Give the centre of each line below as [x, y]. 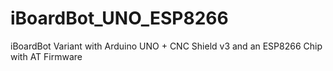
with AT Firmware [46, 56]
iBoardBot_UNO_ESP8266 [119, 18]
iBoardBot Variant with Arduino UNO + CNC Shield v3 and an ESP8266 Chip [166, 46]
